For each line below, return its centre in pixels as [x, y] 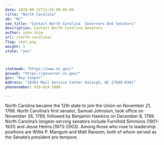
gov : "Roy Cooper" [24, 78]
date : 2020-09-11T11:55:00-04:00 [40, 10]
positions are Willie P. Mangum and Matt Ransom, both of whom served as [81, 132]
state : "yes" [19, 51]
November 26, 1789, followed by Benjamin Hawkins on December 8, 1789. [80, 116]
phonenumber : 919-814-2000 [33, 87]
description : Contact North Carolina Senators [54, 28]
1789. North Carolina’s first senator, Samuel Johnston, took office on [74, 111]
